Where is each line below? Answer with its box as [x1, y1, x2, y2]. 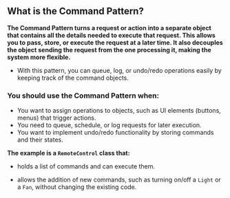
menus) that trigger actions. [17, 113, 96, 122]
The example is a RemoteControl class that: [7, 149, 130, 157]
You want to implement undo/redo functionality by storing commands [17, 129, 214, 137]
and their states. [17, 135, 63, 144]
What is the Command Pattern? [7, 5, 145, 17]
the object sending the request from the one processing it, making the [7, 45, 211, 54]
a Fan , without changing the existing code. [17, 183, 137, 191]
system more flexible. [7, 53, 71, 61]
